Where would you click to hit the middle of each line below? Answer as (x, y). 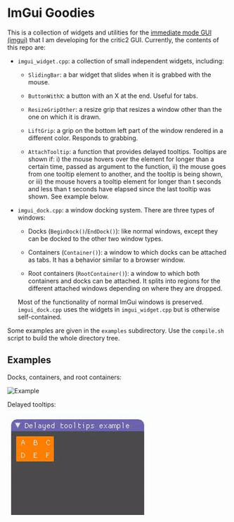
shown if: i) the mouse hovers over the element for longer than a (121, 159)
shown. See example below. (68, 196)
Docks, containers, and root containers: (64, 377)
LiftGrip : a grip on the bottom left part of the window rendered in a (125, 130)
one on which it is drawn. (64, 117)
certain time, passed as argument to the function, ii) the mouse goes (127, 166)
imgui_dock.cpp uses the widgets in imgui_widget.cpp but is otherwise (118, 309)
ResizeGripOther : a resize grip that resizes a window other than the (125, 109)
